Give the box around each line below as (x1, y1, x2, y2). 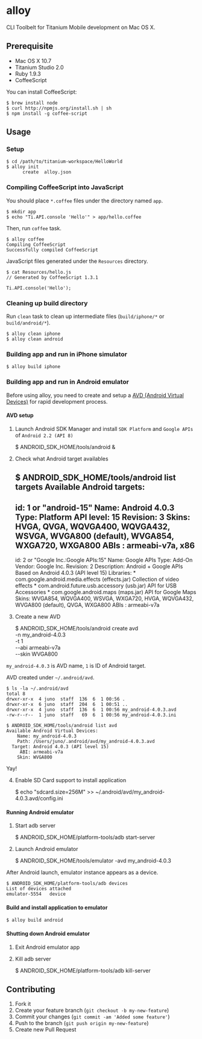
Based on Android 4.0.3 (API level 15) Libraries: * (14, 569, 136, 577)
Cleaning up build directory (6, 299, 88, 307)
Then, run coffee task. (6, 224, 62, 231)
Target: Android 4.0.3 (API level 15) (11, 744, 110, 750)
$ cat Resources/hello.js (6, 269, 71, 275)
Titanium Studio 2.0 (14, 63, 65, 71)
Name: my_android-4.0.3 (17, 733, 77, 739)
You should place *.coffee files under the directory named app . (6, 197, 163, 204)
